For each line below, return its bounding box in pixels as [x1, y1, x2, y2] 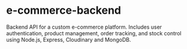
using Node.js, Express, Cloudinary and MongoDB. [6, 36, 131, 43]
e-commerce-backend [6, 4, 122, 17]
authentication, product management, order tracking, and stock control [6, 29, 182, 36]
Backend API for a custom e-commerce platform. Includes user [6, 23, 162, 30]
